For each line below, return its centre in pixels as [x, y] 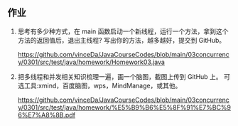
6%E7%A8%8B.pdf [47, 115]
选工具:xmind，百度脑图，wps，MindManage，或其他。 [99, 85]
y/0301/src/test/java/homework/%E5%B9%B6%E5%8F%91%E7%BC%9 [124, 107]
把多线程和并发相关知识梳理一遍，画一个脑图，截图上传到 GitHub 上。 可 [124, 76]
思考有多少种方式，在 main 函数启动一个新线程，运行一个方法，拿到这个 [123, 31]
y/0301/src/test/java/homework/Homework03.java [91, 62]
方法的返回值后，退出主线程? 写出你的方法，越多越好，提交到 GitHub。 [121, 40]
